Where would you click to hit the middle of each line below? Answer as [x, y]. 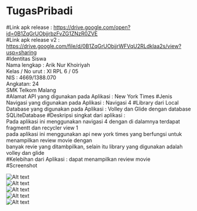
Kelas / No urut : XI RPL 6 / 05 [42, 71]
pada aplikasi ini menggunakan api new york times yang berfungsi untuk [94, 134]
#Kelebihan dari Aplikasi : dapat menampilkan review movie [78, 159]
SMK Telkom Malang [31, 90]
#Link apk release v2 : [33, 40]
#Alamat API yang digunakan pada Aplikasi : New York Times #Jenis [89, 96]
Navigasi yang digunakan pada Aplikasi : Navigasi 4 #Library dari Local [92, 102]
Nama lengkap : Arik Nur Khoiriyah [48, 65]
